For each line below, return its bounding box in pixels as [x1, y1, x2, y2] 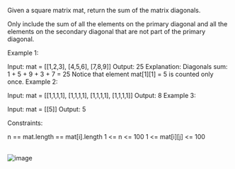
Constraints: [7, 119, 43, 127]
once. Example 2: [7, 77, 58, 86]
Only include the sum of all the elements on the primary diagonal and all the [7, 20, 228, 28]
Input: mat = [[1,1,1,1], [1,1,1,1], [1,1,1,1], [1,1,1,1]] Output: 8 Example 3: [7, 92, 196, 99]
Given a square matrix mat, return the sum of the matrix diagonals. [7, 6, 201, 14]
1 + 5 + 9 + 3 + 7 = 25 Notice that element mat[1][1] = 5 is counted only [7, 70, 214, 78]
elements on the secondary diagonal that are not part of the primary [7, 28, 206, 36]
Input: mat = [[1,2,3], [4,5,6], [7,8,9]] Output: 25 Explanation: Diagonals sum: [7, 62, 228, 70]
